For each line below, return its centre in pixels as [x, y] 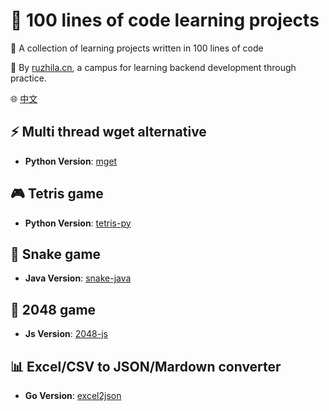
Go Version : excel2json [73, 395]
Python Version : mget [71, 161]
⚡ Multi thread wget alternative [108, 132]
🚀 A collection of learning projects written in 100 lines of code [137, 48]
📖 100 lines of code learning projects [165, 20]
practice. [28, 78]
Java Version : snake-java [78, 278]
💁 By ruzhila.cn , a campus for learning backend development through [153, 67]
